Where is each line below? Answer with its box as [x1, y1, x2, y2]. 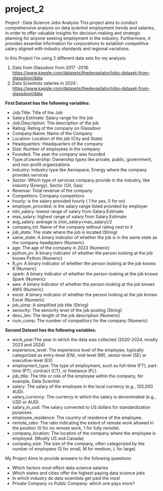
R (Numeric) [12, 265, 37, 271]
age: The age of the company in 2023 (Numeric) [12, 245, 110, 251]
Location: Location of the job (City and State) [12, 136, 103, 141]
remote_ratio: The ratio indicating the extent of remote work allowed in [12, 420, 154, 425]
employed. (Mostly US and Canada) [12, 435, 84, 441]
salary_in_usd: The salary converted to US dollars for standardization [12, 404, 151, 410]
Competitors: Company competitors [12, 192, 84, 199]
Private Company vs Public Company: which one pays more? [12, 480, 135, 486]
